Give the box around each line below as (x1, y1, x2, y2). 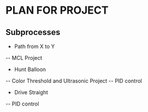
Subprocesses (5, 27, 61, 37)
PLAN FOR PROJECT (5, 4, 109, 17)
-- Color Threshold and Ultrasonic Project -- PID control (5, 78, 142, 84)
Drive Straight (14, 89, 48, 95)
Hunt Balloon (14, 66, 46, 73)
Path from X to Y (14, 43, 55, 50)
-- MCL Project (5, 55, 43, 61)
